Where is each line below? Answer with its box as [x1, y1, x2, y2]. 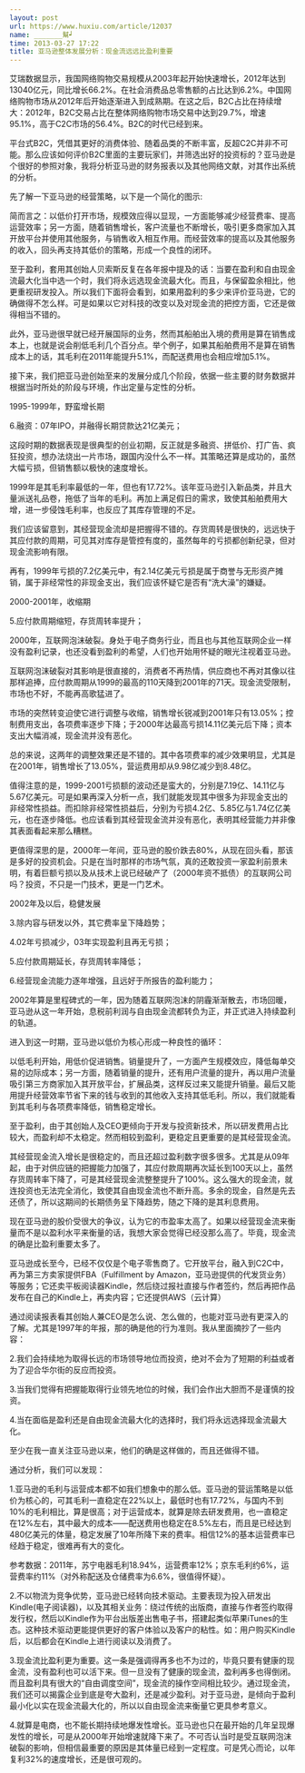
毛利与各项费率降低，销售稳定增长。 [25, 1101, 161, 1112]
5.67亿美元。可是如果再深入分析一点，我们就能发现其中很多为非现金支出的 [9, 792, 289, 803]
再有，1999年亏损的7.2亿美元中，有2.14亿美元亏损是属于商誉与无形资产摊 [9, 566, 284, 576]
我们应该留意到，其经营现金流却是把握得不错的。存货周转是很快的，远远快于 [9, 524, 296, 535]
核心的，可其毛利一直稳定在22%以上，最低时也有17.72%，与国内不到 [25, 1495, 284, 1506]
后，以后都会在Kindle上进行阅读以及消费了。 [9, 1636, 177, 1647]
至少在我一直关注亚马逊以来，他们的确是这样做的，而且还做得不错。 [9, 1445, 264, 1456]
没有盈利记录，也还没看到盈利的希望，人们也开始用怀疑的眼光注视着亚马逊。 [9, 646, 296, 657]
